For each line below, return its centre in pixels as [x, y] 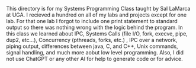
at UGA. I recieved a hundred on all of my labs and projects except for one [97, 15]
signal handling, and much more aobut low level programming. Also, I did [95, 52]
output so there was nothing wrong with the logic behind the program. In [94, 27]
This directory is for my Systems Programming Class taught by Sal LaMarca [98, 9]
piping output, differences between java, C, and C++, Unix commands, [92, 46]
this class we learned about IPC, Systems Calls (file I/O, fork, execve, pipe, [97, 34]
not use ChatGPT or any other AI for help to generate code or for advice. [94, 59]
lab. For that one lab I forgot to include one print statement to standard [92, 21]
